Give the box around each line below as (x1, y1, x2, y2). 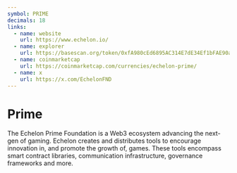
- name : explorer (13, 43, 65, 50)
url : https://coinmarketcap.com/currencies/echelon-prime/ (20, 63, 197, 70)
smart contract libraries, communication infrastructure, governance (7, 152, 203, 160)
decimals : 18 (7, 17, 46, 24)
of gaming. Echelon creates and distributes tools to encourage (20, 136, 202, 145)
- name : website (13, 30, 61, 37)
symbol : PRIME (7, 10, 49, 18)
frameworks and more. (7, 159, 74, 167)
